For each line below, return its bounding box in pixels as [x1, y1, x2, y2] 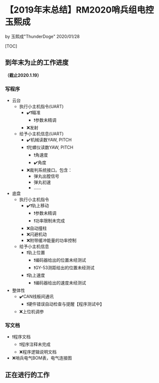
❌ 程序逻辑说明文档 [19, 349, 57, 355]
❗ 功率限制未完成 [33, 218, 65, 223]
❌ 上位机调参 [19, 309, 44, 315]
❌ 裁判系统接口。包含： [26, 167, 72, 173]
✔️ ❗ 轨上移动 [26, 203, 49, 208]
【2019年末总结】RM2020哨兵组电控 [5, 4, 154, 16]
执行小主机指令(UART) [19, 104, 64, 110]
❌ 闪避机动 [26, 231, 47, 238]
